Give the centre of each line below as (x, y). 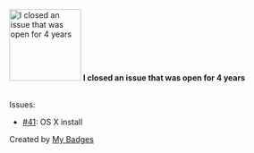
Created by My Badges (51, 139)
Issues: (22, 105)
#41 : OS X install (52, 122)
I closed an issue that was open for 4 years (164, 78)
